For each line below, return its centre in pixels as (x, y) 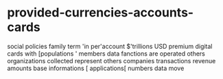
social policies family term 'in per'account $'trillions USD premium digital (110, 46)
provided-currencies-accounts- (101, 13)
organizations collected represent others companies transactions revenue (111, 60)
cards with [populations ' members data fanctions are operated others (106, 54)
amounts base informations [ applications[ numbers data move (96, 68)
